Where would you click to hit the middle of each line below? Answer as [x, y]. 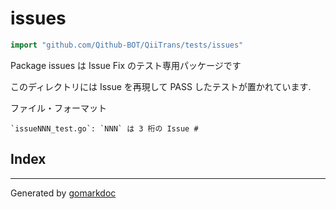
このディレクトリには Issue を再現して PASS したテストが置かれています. [161, 86]
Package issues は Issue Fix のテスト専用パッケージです [126, 65]
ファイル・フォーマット [58, 108]
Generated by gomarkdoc [63, 193]
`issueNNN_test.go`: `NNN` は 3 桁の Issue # [104, 128]
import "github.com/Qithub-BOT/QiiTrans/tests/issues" [127, 45]
